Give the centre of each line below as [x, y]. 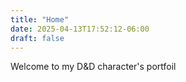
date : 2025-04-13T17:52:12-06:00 [80, 29]
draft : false [37, 38]
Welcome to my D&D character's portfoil [93, 67]
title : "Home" [40, 19]
